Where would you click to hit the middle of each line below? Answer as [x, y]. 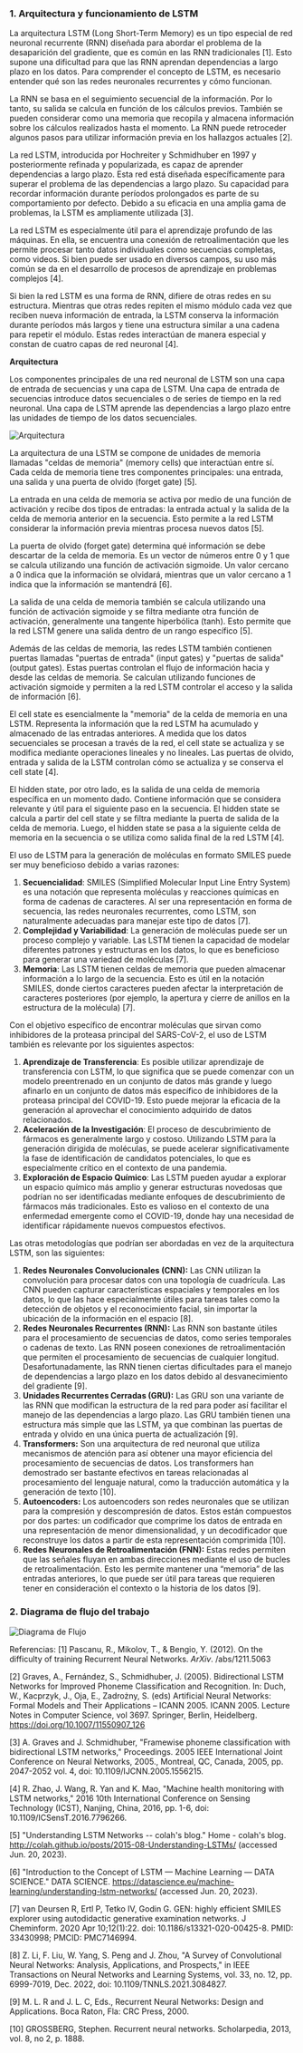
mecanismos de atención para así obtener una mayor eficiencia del [147, 1454]
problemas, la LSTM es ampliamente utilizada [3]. [102, 213]
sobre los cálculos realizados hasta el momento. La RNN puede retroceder [148, 128]
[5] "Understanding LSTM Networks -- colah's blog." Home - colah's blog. [148, 1835]
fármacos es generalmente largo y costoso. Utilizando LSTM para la [149, 1139]
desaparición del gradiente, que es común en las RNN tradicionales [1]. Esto [151, 53]
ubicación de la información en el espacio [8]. [108, 1319]
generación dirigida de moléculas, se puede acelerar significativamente [156, 1148]
